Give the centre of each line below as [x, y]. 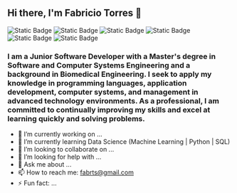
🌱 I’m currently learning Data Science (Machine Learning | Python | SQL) [124, 142]
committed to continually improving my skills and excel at [109, 110]
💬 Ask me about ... [44, 165]
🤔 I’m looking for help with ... [59, 157]
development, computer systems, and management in [103, 92]
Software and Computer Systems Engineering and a [99, 65]
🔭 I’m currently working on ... [60, 134]
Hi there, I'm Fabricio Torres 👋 [75, 13]
